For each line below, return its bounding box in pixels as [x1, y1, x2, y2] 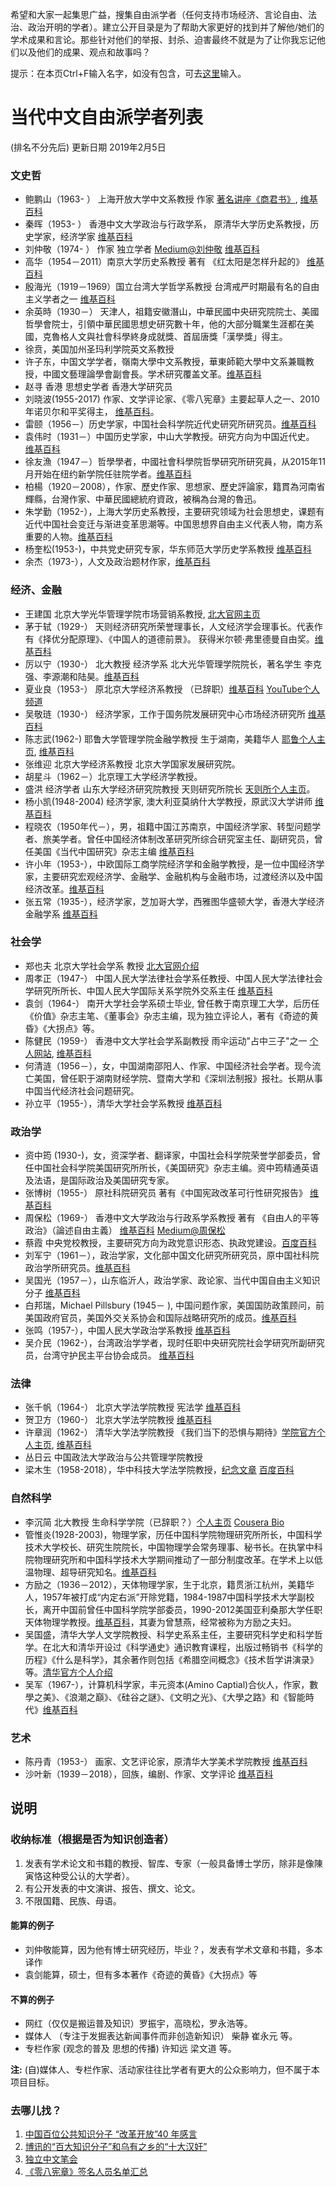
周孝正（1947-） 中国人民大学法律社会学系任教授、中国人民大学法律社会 [24, 972, 323, 984]
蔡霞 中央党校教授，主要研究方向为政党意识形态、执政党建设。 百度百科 [24, 1237, 317, 1249]
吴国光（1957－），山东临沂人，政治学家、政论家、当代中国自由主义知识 [24, 1274, 321, 1287]
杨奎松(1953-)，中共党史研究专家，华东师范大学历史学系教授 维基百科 [24, 543, 312, 555]
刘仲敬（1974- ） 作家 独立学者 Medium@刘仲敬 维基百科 [24, 243, 261, 255]
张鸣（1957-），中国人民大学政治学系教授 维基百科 [24, 1324, 231, 1337]
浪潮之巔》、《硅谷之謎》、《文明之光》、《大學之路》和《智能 [68, 1691, 306, 1703]
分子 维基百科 [24, 1287, 81, 1299]
